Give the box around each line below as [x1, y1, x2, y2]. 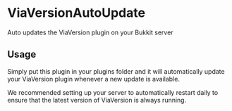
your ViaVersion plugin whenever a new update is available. [7, 74, 180, 83]
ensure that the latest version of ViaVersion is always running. [7, 96, 187, 104]
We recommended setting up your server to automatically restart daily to [7, 88, 219, 96]
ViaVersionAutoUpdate [7, 5, 146, 21]
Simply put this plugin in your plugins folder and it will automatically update [7, 67, 225, 75]
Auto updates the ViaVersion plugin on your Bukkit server [7, 28, 174, 37]
